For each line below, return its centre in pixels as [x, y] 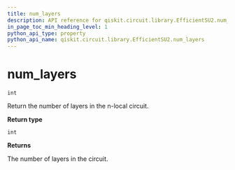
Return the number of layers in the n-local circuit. [78, 106]
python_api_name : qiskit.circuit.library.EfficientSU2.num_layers [106, 40]
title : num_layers [34, 14]
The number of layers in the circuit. [58, 159]
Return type [25, 120]
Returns [19, 146]
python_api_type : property [47, 33]
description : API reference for [54, 20]
